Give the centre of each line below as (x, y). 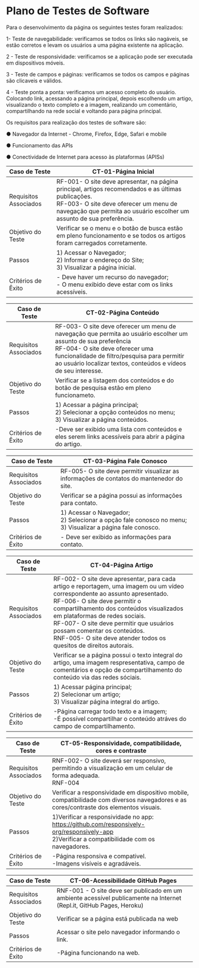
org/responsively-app (83, 832)
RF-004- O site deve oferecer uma (105, 348)
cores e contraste (121, 751)
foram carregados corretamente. (102, 243)
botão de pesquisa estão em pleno (103, 387)
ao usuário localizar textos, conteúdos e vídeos (121, 363)
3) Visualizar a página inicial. (96, 267)
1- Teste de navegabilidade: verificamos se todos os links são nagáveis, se (97, 39)
